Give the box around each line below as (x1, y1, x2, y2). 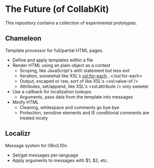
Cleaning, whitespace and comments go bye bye (19, 104, 120, 110)
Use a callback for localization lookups (12, 88, 92, 95)
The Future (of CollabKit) (5, 3, 109, 15)
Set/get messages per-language (12, 152, 78, 158)
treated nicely (19, 115, 48, 121)
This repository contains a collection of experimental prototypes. (5, 20, 137, 26)
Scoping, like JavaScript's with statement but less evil (19, 67, 130, 73)
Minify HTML (12, 99, 39, 105)
